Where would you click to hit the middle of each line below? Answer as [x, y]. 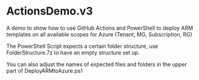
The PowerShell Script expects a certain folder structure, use [82, 46]
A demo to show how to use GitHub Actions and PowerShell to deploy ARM [100, 28]
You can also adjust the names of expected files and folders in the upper [97, 64]
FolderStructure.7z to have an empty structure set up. [73, 52]
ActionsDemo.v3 [50, 11]
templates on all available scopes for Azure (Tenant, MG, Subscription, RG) [99, 34]
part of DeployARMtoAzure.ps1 [44, 70]
